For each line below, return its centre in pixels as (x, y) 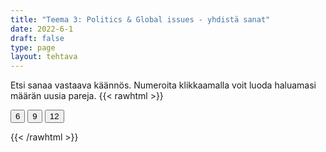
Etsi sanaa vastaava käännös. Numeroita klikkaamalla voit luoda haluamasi (163, 85)
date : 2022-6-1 (42, 29)
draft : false (37, 38)
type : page (33, 47)
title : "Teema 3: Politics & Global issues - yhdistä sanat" (140, 19)
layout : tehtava (44, 57)
